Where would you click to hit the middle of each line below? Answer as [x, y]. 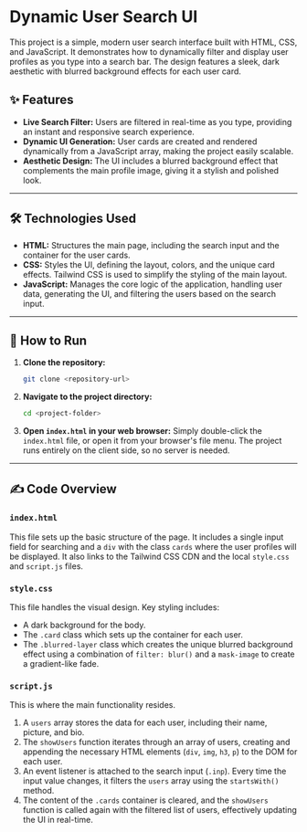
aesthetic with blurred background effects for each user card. [126, 71]
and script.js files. [47, 566]
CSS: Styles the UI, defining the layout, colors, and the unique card [149, 264]
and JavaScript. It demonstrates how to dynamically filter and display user [149, 51]
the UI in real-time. [58, 820]
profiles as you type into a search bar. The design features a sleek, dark [145, 61]
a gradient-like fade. [61, 664]
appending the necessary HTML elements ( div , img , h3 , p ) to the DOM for [160, 752]
